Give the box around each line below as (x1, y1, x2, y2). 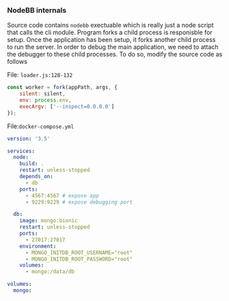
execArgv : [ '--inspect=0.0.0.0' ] (19, 103, 115, 110)
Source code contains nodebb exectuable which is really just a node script (7, 21, 214, 29)
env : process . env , (19, 97, 72, 104)
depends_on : (19, 173, 53, 180)
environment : (19, 243, 57, 250)
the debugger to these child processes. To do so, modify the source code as (7, 50, 223, 58)
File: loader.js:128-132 (7, 71, 73, 79)
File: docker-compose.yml (7, 122, 75, 130)
